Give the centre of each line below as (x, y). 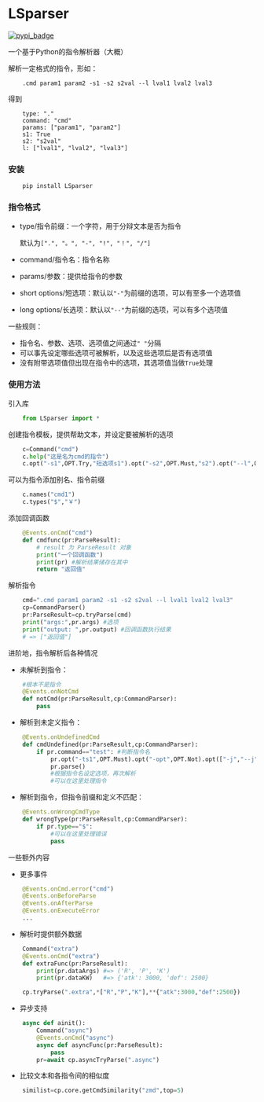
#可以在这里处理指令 (79, 781)
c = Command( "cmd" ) (51, 449)
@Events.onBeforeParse (59, 896)
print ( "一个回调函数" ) (70, 555)
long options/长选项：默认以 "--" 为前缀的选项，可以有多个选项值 (124, 309)
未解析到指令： (44, 670)
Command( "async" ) (64, 1030)
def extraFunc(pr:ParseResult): (75, 964)
